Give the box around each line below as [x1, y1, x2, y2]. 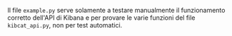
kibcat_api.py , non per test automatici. [7, 21, 123, 29]
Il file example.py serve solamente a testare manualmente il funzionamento [7, 6, 226, 14]
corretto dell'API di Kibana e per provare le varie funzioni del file [7, 13, 196, 22]
